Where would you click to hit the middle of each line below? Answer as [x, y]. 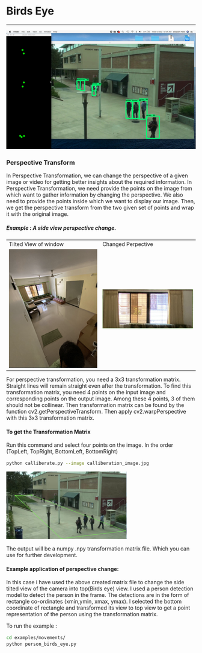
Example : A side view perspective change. [61, 228]
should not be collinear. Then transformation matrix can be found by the [95, 405]
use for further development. [42, 555]
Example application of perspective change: [63, 569]
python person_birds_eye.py [41, 644]
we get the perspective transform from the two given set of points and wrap [100, 208]
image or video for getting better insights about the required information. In [99, 182]
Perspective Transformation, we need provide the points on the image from [99, 189]
